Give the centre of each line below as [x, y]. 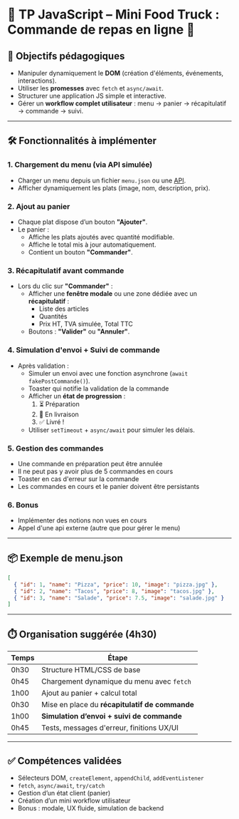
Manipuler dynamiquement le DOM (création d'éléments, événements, [121, 73]
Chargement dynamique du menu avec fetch [117, 681]
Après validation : [43, 366]
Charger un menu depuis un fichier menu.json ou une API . [102, 180]
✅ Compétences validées [65, 761]
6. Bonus [23, 505]
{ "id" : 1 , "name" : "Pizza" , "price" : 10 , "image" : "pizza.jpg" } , [116, 584]
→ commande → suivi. [51, 111]
